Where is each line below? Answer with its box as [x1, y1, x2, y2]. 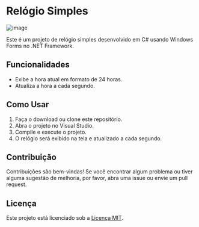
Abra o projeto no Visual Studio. [14, 122, 94, 129]
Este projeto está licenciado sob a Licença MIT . [6, 214, 123, 222]
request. [6, 181, 27, 188]
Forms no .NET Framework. [6, 42, 74, 49]
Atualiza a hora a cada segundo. [14, 82, 95, 89]
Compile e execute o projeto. [14, 128, 87, 135]
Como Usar [6, 99, 49, 110]
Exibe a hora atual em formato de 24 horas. [14, 75, 123, 82]
